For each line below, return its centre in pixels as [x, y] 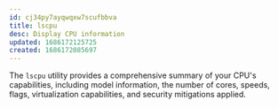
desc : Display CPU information [67, 34]
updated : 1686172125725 [53, 42]
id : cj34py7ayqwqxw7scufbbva [63, 17]
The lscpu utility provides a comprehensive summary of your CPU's [133, 75]
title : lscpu [33, 26]
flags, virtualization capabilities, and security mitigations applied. [128, 95]
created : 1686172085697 [53, 50]
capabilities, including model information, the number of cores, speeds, [140, 85]
